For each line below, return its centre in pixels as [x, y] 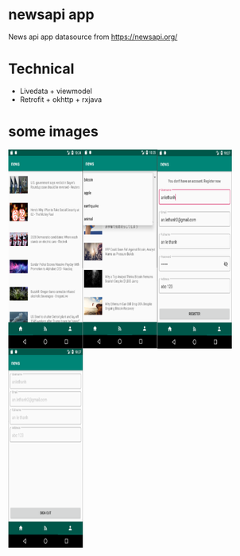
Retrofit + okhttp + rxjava [61, 99]
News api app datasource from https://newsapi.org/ [93, 37]
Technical [41, 69]
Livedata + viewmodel [56, 91]
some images [54, 132]
